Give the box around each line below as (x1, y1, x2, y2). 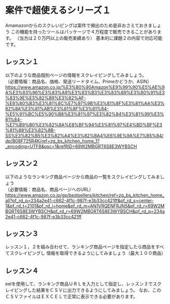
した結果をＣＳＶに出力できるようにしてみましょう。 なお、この (27, 287, 161, 293)
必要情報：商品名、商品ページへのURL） (9, 186, 94, 193)
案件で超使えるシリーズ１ (5, 5, 111, 16)
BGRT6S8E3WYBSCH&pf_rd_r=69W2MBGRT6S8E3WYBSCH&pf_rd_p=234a (5, 208, 165, 214)
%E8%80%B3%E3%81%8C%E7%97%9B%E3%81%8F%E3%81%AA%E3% (5, 100, 165, 106)
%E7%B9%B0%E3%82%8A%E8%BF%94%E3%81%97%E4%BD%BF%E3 (5, 122, 162, 128)
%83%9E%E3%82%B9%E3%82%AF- (5, 95, 87, 101)
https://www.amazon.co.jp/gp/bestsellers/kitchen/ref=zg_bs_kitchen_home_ (5, 192, 164, 198)
